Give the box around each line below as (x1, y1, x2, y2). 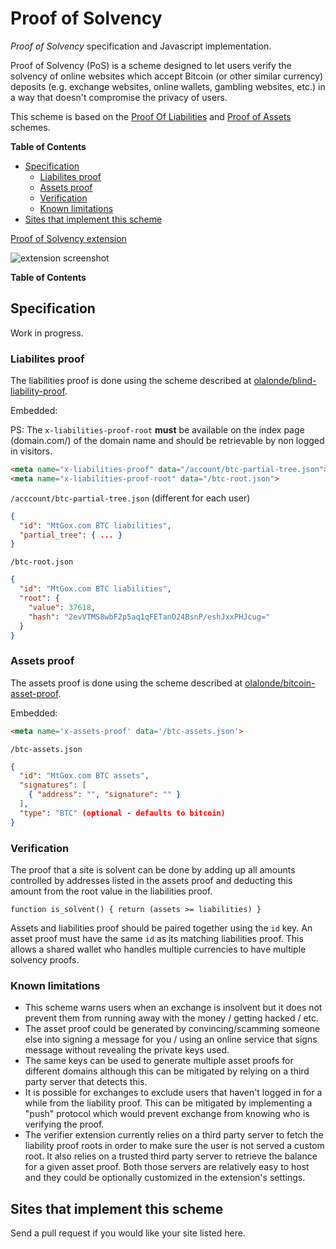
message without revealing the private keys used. (24, 1044, 230, 1056)
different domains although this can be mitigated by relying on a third (24, 1065, 310, 1077)
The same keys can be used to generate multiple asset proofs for (24, 1055, 294, 1067)
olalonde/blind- (253, 375, 317, 387)
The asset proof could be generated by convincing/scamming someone (24, 1023, 321, 1035)
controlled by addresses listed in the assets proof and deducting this (10, 875, 293, 887)
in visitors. (10, 445, 53, 457)
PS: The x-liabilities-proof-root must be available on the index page (10, 424, 305, 436)
